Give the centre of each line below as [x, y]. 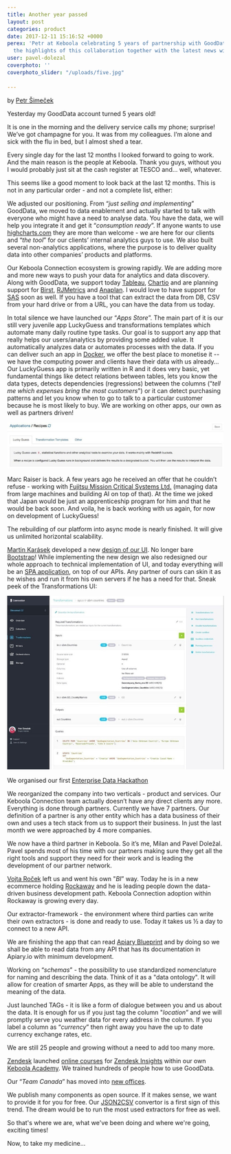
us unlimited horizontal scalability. [55, 537]
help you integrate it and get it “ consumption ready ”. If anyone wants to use [114, 225]
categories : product [37, 29]
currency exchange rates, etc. [49, 1034]
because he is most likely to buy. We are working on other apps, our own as [114, 405]
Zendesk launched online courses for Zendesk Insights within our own [107, 1061]
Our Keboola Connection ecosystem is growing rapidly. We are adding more [114, 267]
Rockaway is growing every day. [53, 901]
